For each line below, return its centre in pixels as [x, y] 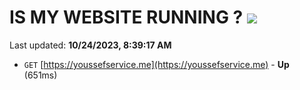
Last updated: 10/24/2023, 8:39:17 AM [90, 45]
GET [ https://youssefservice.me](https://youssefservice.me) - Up [156, 64]
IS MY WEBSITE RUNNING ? [126, 17]
